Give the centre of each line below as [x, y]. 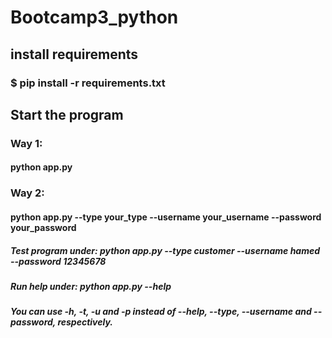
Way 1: [26, 143]
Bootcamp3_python [94, 17]
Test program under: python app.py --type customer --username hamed [165, 250]
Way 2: [27, 193]
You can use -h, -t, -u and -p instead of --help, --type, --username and [161, 312]
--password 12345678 [58, 261]
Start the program [67, 114]
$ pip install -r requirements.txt [88, 83]
